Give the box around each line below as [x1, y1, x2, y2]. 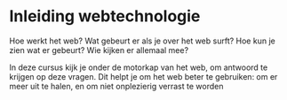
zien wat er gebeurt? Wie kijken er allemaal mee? [9, 44, 189, 55]
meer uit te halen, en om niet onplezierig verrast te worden [9, 81, 224, 91]
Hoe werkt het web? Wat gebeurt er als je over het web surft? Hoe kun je [9, 35, 275, 46]
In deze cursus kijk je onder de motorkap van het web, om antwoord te [9, 62, 268, 73]
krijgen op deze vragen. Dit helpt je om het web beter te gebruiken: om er [9, 71, 278, 81]
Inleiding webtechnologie [9, 6, 201, 27]
